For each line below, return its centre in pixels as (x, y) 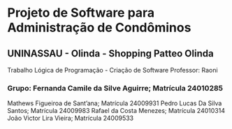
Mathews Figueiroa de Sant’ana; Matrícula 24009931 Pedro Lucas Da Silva (115, 103)
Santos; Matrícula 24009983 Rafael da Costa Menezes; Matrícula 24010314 (116, 111)
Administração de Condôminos (99, 28)
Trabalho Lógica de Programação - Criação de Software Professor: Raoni (113, 70)
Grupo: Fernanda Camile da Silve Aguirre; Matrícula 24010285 (115, 88)
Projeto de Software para (81, 13)
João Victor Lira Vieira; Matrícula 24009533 (71, 118)
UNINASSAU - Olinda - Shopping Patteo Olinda (111, 53)
